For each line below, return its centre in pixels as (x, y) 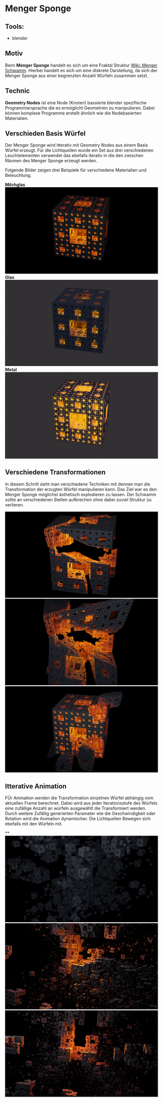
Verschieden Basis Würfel (45, 134)
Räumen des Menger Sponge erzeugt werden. (51, 161)
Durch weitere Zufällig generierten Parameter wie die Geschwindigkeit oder (81, 813)
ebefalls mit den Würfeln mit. (34, 824)
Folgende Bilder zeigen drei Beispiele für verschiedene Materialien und (76, 170)
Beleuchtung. (18, 175)
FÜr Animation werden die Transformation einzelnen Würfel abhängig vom (79, 798)
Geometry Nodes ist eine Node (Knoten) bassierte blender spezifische (76, 102)
